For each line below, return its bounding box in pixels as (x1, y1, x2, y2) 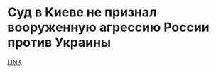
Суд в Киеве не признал (7, 4, 158, 21)
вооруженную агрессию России (7, 19, 210, 35)
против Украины (7, 35, 112, 50)
